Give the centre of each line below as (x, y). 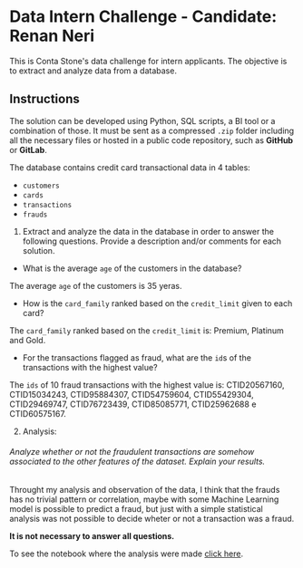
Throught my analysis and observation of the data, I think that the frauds (145, 489)
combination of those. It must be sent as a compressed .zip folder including (152, 130)
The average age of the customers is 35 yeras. (96, 285)
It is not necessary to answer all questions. (92, 535)
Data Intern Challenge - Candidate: (143, 17)
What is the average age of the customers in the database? (132, 268)
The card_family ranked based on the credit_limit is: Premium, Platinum (147, 330)
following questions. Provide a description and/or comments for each (152, 241)
